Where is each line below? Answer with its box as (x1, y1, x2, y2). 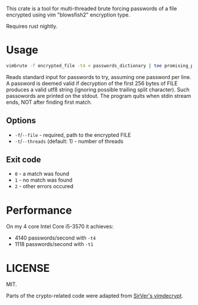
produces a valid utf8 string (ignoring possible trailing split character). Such (6, 86, 190, 93)
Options (6, 116, 37, 126)
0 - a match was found (14, 170, 70, 178)
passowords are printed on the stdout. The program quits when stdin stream (6, 92, 192, 99)
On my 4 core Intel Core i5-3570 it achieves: (6, 223, 114, 230)
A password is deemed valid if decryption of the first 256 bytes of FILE (6, 80, 178, 87)
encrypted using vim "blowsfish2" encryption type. (6, 11, 130, 18)
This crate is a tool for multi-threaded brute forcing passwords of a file (6, 5, 177, 12)
